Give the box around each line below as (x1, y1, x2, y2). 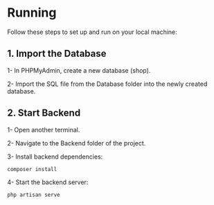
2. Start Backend (7, 107, 81, 119)
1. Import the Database (7, 48, 107, 60)
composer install (7, 166, 57, 172)
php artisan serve (7, 192, 60, 199)
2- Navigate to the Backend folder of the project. (7, 139, 146, 147)
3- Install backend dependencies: (7, 152, 103, 161)
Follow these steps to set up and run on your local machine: (7, 28, 178, 36)
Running (7, 5, 57, 21)
